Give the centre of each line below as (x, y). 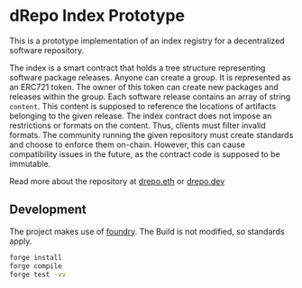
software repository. (47, 50)
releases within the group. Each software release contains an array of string (150, 97)
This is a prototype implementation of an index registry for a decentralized (147, 41)
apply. (21, 241)
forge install (36, 257)
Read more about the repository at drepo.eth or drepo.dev (117, 181)
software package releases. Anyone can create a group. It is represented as (150, 77)
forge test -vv (38, 274)
